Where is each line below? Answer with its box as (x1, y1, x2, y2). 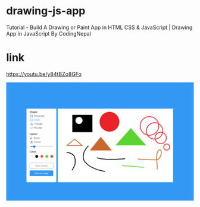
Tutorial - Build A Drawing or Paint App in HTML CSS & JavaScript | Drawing (6, 24, 193, 31)
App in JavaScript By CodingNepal (6, 30, 91, 37)
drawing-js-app (6, 4, 86, 18)
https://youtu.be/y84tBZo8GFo (6, 70, 82, 78)
